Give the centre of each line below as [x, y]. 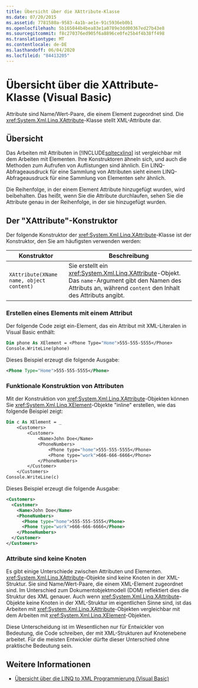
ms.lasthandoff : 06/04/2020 [41, 50]
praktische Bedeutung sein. [39, 646]
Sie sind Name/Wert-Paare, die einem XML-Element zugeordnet [106, 584]
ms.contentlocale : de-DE [37, 45]
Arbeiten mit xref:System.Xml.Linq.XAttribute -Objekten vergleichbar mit [93, 609]
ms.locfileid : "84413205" [38, 56]
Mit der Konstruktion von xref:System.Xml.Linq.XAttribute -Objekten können [98, 399]
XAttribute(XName [33, 275]
